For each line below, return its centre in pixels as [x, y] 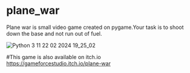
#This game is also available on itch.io [54, 57]
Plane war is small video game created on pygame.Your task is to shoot [95, 27]
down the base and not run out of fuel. [54, 33]
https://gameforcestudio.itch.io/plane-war [58, 63]
